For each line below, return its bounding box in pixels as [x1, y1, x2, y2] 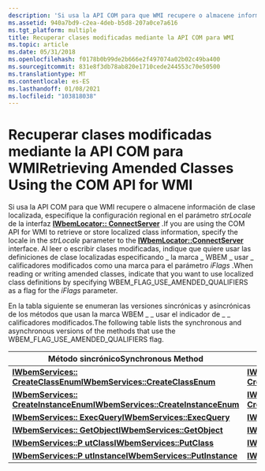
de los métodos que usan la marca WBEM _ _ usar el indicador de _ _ [8, 310, 231, 319]
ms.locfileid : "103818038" [8, 92, 97, 100]
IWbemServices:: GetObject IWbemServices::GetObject [12, 425, 223, 436]
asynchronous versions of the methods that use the [8, 326, 176, 336]
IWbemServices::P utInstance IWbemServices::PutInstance [12, 451, 238, 462]
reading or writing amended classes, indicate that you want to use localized [8, 269, 254, 279]
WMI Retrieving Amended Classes [8, 159, 234, 177]
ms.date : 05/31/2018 [8, 48, 77, 56]
